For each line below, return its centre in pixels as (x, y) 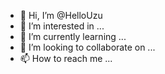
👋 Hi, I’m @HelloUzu (61, 15)
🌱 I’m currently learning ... (73, 36)
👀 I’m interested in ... (62, 26)
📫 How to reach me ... (66, 58)
